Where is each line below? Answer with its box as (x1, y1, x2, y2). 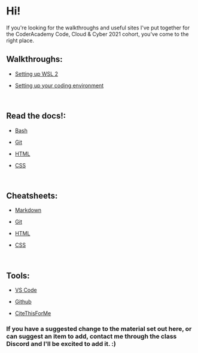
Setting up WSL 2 (14, 70, 59, 77)
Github (14, 298, 32, 306)
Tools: (6, 270, 30, 280)
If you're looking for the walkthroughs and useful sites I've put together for (6, 24, 190, 31)
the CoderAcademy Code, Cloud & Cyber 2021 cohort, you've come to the (6, 30, 189, 37)
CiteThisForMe (14, 310, 51, 317)
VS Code (14, 286, 37, 294)
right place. (6, 37, 35, 44)
